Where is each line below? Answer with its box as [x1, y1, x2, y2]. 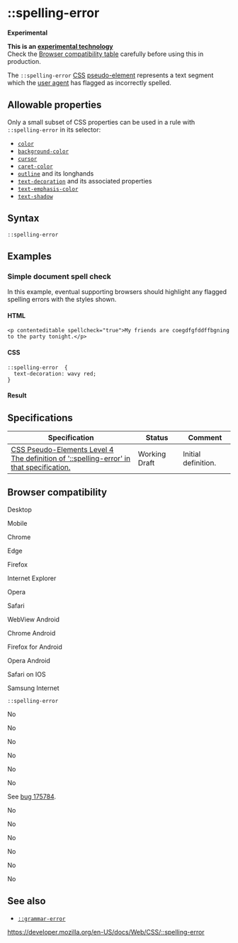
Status [145, 433, 169, 443]
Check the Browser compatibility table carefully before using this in [7, 50, 204, 58]
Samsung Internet [7, 684, 59, 692]
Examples [7, 250, 52, 262]
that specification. [11, 463, 71, 473]
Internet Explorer [7, 574, 57, 582]
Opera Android [7, 656, 51, 665]
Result [7, 391, 27, 400]
